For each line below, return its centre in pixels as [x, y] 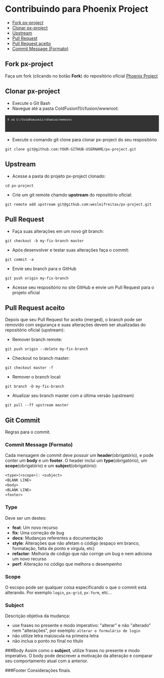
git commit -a [20, 259]
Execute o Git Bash [31, 103]
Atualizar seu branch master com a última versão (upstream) [73, 396]
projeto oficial [26, 292]
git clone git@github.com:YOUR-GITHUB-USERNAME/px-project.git [71, 149]
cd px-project [20, 186]
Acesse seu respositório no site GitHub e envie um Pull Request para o [83, 287]
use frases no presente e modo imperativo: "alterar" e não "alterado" [82, 626]
